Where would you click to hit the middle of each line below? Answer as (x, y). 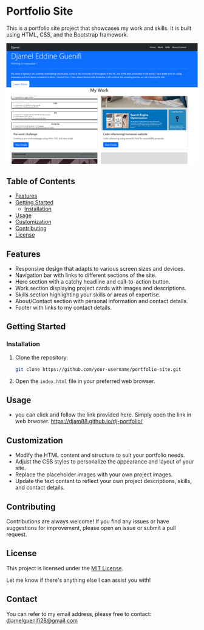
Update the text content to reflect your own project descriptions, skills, (104, 481)
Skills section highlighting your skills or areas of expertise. (88, 295)
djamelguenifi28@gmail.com (42, 620)
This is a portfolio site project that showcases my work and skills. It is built (99, 28)
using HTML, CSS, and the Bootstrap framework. (67, 34)
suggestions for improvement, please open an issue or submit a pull (91, 528)
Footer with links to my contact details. (63, 308)
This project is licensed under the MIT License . (65, 568)
